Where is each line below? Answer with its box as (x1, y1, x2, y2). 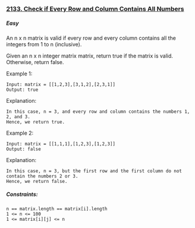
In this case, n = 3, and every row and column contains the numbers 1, (6, 109, 190, 115)
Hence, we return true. (6, 119, 65, 125)
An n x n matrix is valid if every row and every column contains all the (6, 34, 177, 42)
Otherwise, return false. (6, 58, 64, 65)
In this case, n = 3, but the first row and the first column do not (6, 168, 183, 174)
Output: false (6, 146, 42, 152)
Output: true (6, 87, 39, 93)
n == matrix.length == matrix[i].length (6, 205, 108, 212)
